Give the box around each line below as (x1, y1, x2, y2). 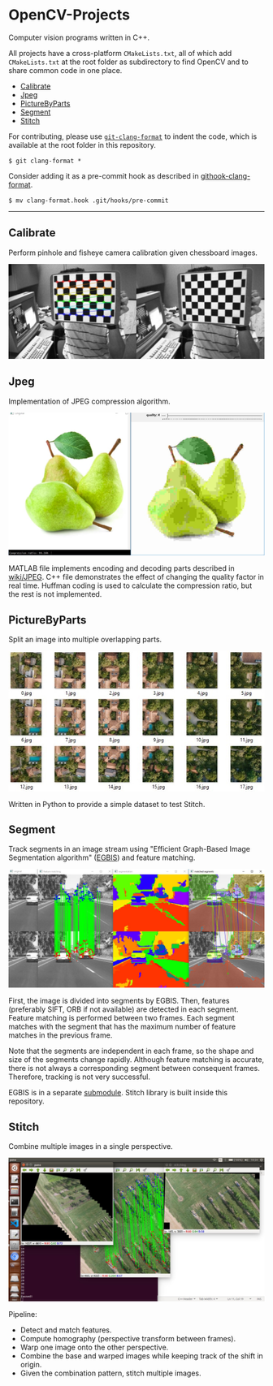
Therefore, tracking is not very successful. (8, 1072, 151, 1082)
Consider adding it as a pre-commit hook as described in (8, 171, 199, 180)
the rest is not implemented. (8, 589, 102, 599)
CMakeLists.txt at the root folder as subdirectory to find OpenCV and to (8, 57, 249, 67)
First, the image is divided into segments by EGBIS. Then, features (8, 996, 230, 1006)
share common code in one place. (8, 65, 123, 75)
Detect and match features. (19, 1325, 112, 1335)
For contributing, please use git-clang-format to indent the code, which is (8, 132, 258, 141)
